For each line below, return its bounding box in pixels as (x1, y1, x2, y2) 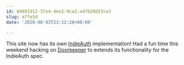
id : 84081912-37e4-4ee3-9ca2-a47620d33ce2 (6, 8, 111, 15)
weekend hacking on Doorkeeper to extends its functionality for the (6, 46, 169, 53)
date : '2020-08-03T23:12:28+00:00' (6, 19, 93, 25)
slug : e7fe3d (6, 14, 38, 20)
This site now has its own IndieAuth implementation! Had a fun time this (6, 40, 179, 47)
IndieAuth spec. (6, 53, 44, 60)
